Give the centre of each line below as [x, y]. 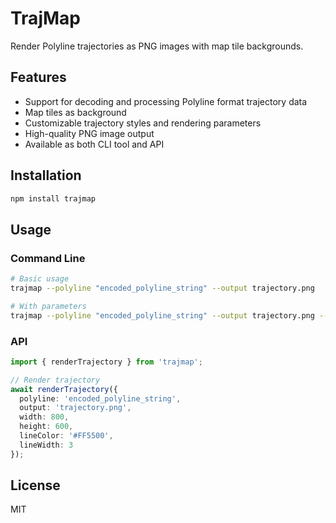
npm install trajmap [53, 198]
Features [38, 77]
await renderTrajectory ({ [64, 389]
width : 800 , [44, 417]
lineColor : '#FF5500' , [66, 436]
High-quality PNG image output [89, 133]
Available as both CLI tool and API [94, 144]
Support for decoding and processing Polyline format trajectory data [166, 101]
